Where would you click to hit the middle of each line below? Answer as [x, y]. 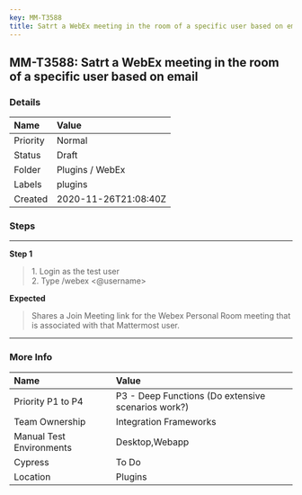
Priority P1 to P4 [49, 401]
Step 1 [21, 254]
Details [25, 102]
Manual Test [40, 436]
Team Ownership [50, 421]
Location [32, 476]
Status [27, 156]
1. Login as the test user [75, 272]
